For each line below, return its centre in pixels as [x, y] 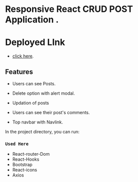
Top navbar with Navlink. [38, 122]
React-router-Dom [31, 154]
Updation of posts [31, 103]
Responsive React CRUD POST [69, 9]
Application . [32, 20]
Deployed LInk [35, 42]
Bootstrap [22, 165]
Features [19, 72]
